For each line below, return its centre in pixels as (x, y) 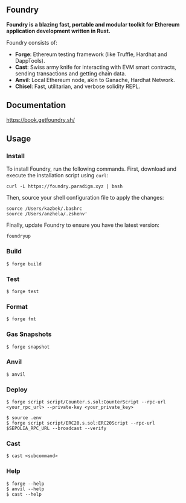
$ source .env (24, 418)
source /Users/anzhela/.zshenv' (47, 214)
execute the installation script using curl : (57, 176)
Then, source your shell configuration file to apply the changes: (85, 198)
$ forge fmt (21, 319)
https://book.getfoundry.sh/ (41, 119)
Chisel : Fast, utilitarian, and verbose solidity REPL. (78, 86)
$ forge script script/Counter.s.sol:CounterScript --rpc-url (86, 402)
